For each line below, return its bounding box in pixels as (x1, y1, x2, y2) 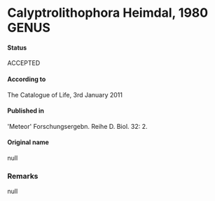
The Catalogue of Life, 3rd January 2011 (7, 90, 123, 99)
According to (7, 75, 46, 83)
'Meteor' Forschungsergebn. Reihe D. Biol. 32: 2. (7, 122, 148, 130)
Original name (7, 138, 49, 146)
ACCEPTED (7, 59, 41, 67)
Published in (7, 106, 44, 115)
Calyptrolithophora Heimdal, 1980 (7, 5, 209, 21)
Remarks (7, 171, 39, 181)
